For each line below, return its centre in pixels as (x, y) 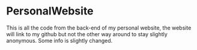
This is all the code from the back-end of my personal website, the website (99, 28)
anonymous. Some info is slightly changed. (59, 40)
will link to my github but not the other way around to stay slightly (87, 34)
